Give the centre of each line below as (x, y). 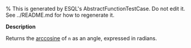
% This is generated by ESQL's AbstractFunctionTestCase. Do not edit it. (95, 9)
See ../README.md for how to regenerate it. (60, 15)
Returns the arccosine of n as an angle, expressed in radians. (81, 38)
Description (21, 27)
